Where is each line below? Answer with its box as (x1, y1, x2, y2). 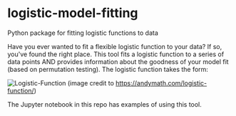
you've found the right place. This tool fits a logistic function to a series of (7, 50, 225, 58)
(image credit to (67, 78, 114, 87)
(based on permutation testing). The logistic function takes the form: (7, 65, 209, 73)
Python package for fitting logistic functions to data (7, 28, 159, 37)
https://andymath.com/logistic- (115, 78, 207, 87)
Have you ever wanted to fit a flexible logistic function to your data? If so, (7, 42, 222, 51)
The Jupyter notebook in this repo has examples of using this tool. (7, 100, 202, 108)
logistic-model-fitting (7, 5, 138, 21)
